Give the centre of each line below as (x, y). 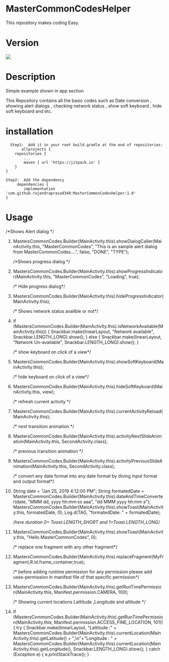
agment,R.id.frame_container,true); (49, 562)
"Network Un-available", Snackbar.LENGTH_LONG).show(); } (76, 342)
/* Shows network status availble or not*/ (56, 311)
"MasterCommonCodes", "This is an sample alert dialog (100, 246)
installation (30, 132)
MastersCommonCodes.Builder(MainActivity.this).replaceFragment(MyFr (88, 557)
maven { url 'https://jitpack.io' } (62, 162)
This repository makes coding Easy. (43, 23)
